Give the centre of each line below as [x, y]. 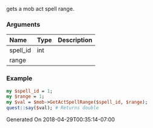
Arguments [23, 24]
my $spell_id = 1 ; [29, 91]
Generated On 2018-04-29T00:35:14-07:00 [61, 120]
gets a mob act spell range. [40, 9]
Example [19, 78]
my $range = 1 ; [25, 96]
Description [75, 40]
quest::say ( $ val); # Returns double [53, 108]
